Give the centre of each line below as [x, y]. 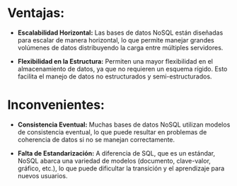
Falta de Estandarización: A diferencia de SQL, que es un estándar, [116, 153]
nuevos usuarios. [42, 175]
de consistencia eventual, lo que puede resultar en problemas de [112, 132]
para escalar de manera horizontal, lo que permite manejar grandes [116, 40]
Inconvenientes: [56, 105]
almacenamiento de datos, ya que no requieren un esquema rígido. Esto [122, 69]
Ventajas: [36, 13]
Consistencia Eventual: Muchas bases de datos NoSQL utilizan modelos [124, 124]
